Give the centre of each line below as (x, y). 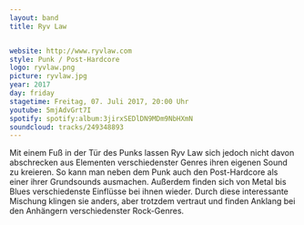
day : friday (32, 93)
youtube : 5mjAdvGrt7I (51, 110)
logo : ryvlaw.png (42, 68)
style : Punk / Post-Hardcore (65, 59)
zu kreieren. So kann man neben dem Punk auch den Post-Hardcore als (144, 172)
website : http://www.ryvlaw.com (71, 51)
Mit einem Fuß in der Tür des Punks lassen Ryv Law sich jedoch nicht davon (152, 153)
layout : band (34, 18)
